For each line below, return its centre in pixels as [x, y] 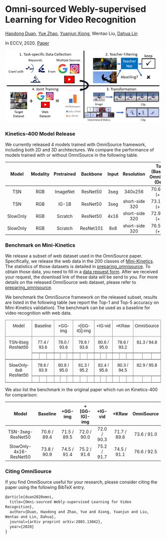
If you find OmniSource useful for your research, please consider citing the [81, 482]
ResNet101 [92, 228]
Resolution [134, 174]
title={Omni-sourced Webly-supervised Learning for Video [71, 502]
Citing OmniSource [28, 471]
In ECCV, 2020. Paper [27, 43]
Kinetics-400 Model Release [40, 134]
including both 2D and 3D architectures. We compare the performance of [80, 150]
